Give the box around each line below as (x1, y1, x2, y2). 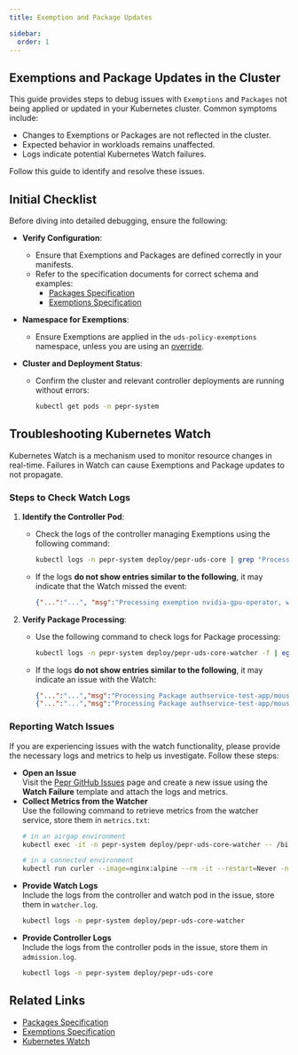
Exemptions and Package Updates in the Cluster (9, 70, 281, 85)
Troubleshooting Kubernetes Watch (9, 427, 211, 442)
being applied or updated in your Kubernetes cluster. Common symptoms (9, 103, 278, 114)
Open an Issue (21, 767, 77, 778)
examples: (35, 278, 74, 289)
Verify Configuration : (21, 233, 103, 243)
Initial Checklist (9, 192, 98, 207)
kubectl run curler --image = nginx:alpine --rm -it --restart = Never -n (21, 864, 289, 874)
